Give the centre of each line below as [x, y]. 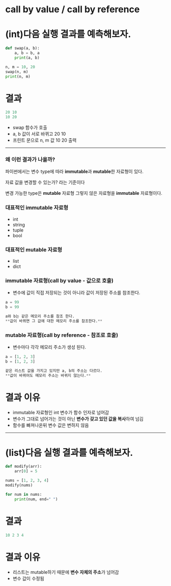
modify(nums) [19, 486]
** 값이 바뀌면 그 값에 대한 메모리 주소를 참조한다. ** [54, 321]
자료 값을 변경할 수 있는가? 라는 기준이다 [45, 183]
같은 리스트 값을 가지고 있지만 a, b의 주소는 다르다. [54, 371]
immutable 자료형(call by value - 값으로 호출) [59, 281]
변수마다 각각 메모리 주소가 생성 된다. [49, 347]
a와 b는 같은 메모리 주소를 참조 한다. [40, 316]
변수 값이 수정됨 [28, 579]
